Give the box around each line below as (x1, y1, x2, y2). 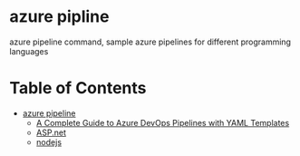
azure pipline (9, 6, 110, 27)
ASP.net (35, 127, 66, 138)
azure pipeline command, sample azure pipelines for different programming (9, 36, 292, 47)
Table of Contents (9, 78, 147, 99)
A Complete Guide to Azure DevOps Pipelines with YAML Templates (35, 117, 290, 128)
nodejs (35, 136, 62, 147)
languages (9, 45, 49, 56)
